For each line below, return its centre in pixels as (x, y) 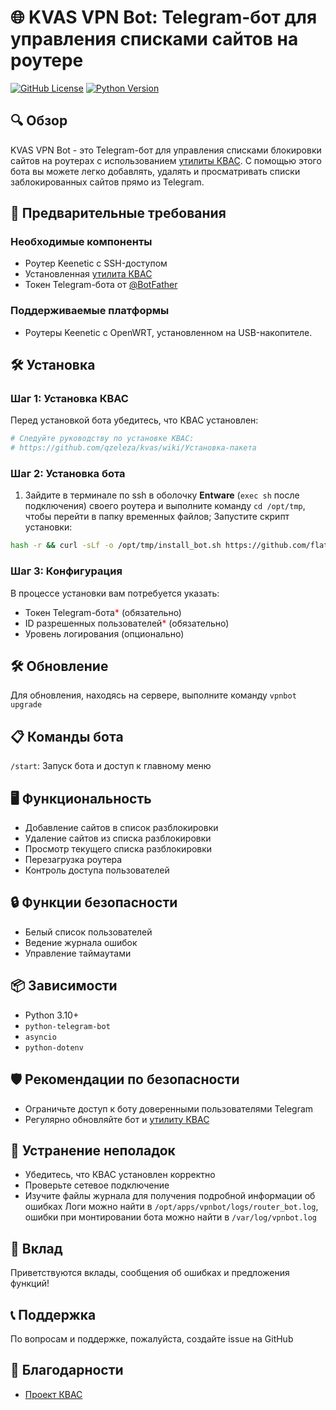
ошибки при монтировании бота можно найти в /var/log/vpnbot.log (171, 1217)
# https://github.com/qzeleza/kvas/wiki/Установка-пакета (133, 448)
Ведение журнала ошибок (81, 942)
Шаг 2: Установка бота (68, 474)
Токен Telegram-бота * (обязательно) (103, 612)
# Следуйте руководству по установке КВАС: (102, 439)
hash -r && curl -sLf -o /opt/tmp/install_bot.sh (116, 546)
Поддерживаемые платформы (90, 311)
